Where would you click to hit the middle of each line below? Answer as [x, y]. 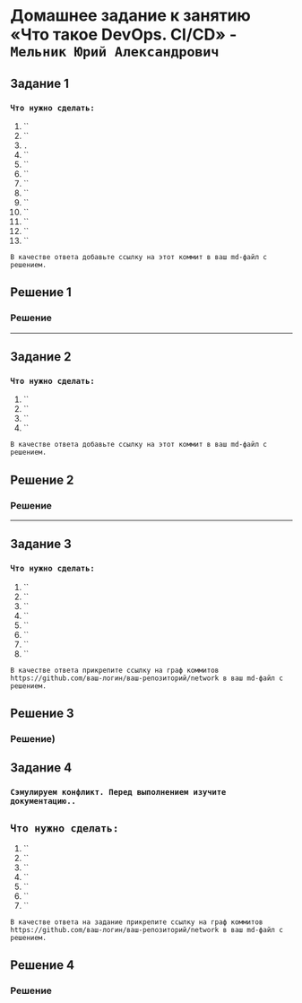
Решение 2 [42, 480]
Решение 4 [43, 965]
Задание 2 [41, 357]
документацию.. [43, 801]
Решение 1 [41, 292]
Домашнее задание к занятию [131, 16]
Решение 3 [42, 714]
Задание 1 [40, 83]
